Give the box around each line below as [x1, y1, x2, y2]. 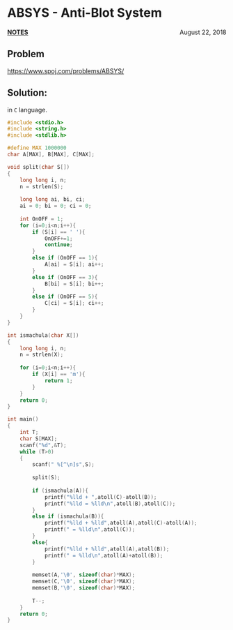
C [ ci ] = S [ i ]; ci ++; [44, 300, 104, 307]
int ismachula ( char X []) [7, 331, 79, 339]
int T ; [19, 429, 39, 436]
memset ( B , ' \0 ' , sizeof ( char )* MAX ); [32, 585, 136, 592]
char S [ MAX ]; [19, 435, 58, 442]
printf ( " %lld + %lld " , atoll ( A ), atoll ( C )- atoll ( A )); [44, 520, 198, 527]
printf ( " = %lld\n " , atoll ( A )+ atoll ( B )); [44, 552, 163, 559]
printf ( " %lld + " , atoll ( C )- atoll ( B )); [44, 493, 157, 500]
